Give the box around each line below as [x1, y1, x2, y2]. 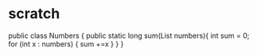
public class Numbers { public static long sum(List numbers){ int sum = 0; [8, 31, 250, 40]
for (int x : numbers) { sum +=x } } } [8, 39, 124, 48]
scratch [8, 5, 60, 23]
